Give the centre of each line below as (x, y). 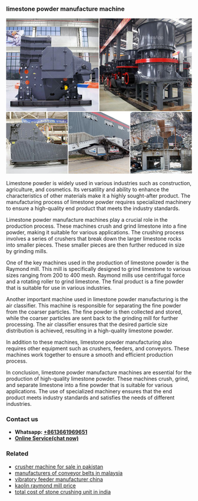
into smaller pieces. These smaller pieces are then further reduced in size (95, 245)
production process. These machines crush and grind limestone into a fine (96, 226)
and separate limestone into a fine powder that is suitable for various (89, 385)
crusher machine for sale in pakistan (59, 467)
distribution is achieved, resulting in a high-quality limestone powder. (90, 331)
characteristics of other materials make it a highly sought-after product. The (98, 195)
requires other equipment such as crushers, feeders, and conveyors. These (98, 348)
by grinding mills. (27, 251)
